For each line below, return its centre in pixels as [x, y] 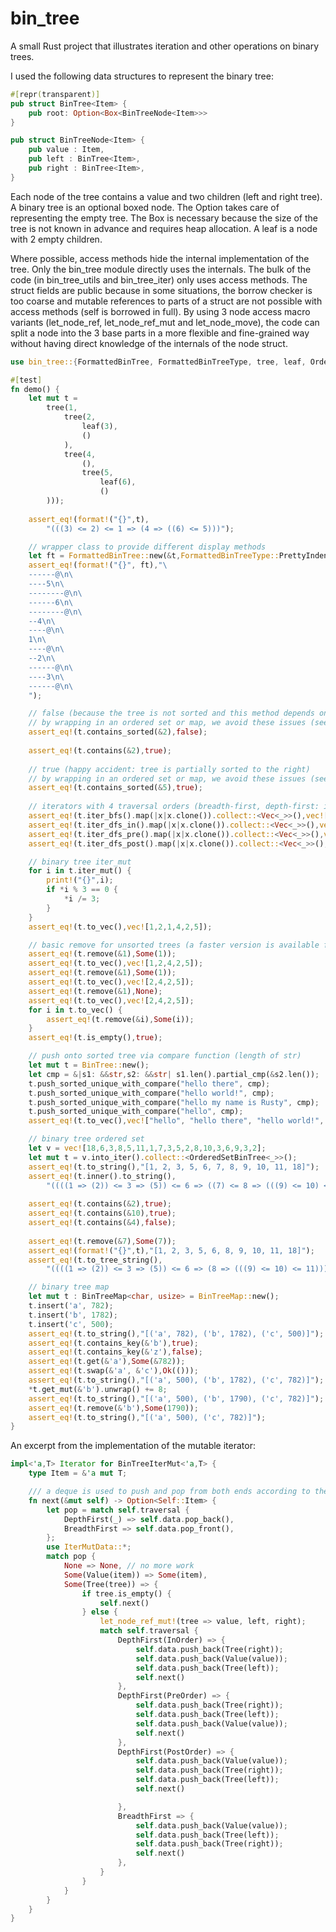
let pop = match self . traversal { [118, 1510]
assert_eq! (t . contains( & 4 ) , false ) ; [102, 1223]
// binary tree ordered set [86, 1139]
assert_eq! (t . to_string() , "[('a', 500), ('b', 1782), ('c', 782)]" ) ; [176, 1380]
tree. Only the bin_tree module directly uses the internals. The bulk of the [161, 269]
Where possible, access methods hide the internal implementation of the [160, 258]
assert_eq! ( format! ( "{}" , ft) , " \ [98, 565]
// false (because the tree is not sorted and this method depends [171, 713]
